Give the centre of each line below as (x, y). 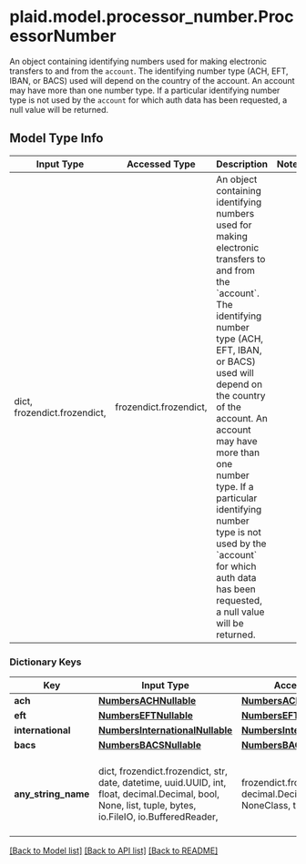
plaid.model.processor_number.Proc (152, 17)
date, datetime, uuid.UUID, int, (163, 783)
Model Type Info (56, 138)
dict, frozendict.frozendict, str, (163, 771)
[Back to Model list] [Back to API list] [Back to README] (114, 851)
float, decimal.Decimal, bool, (159, 794)
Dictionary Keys (46, 662)
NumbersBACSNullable (150, 746)
